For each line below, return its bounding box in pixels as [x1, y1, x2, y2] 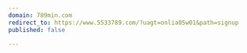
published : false [8, 26, 66, 34]
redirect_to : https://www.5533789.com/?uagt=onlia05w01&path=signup [8, 19, 239, 26]
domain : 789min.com [8, 11, 73, 19]
